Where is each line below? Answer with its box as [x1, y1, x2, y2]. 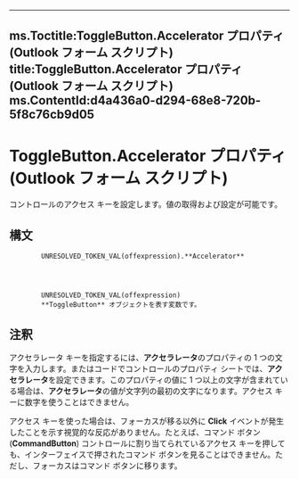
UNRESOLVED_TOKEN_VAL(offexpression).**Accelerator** [41, 252, 245, 261]
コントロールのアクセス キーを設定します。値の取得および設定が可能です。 [9, 199, 283, 210]
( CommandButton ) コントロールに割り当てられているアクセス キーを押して [9, 438, 286, 449]
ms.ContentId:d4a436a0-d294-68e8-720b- [9, 93, 262, 108]
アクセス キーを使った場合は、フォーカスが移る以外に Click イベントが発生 [9, 416, 285, 426]
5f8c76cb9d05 [9, 107, 95, 122]
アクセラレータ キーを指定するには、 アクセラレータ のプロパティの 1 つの [9, 351, 276, 362]
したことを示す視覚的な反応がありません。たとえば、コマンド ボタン [9, 426, 261, 437]
